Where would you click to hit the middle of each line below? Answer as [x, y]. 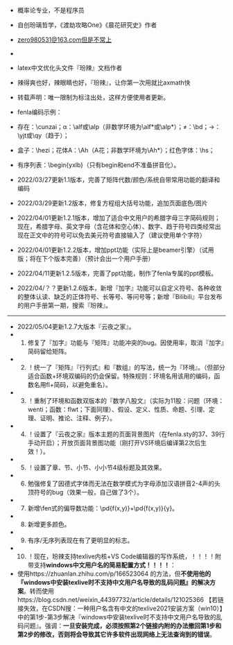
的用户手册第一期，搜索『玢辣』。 [64, 305]
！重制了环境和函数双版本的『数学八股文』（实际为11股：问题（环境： [126, 401]
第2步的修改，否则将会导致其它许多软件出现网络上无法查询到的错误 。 [116, 634]
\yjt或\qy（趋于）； [43, 135]
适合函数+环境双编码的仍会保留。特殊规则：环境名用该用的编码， [121, 376]
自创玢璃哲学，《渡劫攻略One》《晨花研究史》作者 [87, 25]
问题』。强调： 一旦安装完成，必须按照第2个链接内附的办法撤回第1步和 [122, 626]
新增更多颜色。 [49, 524]
